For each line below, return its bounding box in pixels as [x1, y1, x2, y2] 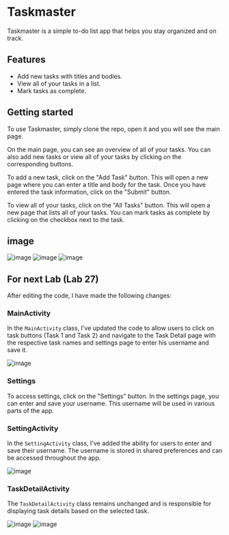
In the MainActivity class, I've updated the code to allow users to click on [7, 324, 215, 332]
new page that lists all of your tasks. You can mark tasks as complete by [7, 208, 211, 216]
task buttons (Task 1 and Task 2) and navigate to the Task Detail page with [7, 332, 217, 340]
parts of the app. [7, 406, 55, 414]
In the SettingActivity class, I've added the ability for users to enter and [7, 439, 212, 447]
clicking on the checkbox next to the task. [7, 215, 125, 223]
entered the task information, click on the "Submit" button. [7, 188, 172, 196]
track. [7, 34, 24, 42]
